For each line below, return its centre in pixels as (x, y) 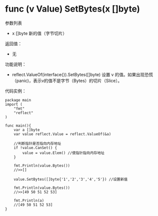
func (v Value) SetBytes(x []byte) (72, 9)
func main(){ (18, 125)
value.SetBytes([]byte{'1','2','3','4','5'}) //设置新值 (71, 179)
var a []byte (27, 130)
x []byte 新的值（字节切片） (39, 33)
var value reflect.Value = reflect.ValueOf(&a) (62, 134)
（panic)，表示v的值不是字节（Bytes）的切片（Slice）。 (67, 81)
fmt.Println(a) (29, 200)
